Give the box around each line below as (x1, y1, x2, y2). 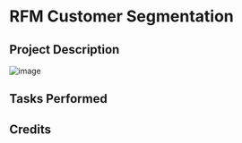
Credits (9, 122, 52, 137)
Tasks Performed (9, 91, 108, 106)
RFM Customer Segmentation (9, 6, 235, 27)
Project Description (9, 42, 120, 57)
